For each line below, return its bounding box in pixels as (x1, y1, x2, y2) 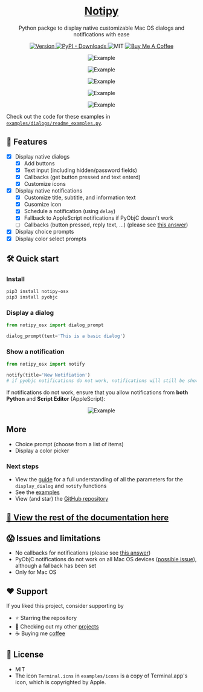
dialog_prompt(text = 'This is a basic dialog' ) (6, 333, 126, 340)
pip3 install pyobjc (6, 294, 59, 300)
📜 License (6, 650, 44, 660)
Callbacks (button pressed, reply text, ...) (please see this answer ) (24, 221, 188, 228)
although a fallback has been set (14, 562, 97, 570)
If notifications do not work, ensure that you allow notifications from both (6, 389, 188, 396)
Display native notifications (14, 187, 83, 194)
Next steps (6, 462, 39, 470)
